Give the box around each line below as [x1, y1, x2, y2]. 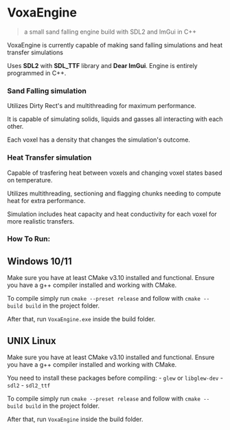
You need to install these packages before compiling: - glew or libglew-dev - [7, 374, 223, 383]
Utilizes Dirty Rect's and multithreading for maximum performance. [7, 102, 197, 110]
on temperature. [7, 175, 53, 184]
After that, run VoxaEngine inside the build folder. [7, 415, 143, 424]
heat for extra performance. [7, 196, 86, 204]
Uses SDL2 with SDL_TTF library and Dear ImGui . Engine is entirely [7, 61, 198, 69]
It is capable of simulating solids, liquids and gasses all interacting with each [7, 115, 223, 123]
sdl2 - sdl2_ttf [7, 381, 51, 389]
